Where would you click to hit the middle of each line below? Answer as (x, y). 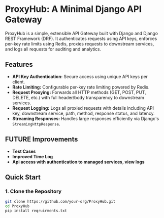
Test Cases (24, 151)
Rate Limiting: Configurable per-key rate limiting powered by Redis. (81, 87)
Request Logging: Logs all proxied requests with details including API (83, 108)
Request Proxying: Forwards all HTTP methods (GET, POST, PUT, (79, 92)
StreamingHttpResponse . (36, 124)
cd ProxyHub (17, 206)
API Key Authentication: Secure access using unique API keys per (80, 76)
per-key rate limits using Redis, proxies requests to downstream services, (80, 44)
